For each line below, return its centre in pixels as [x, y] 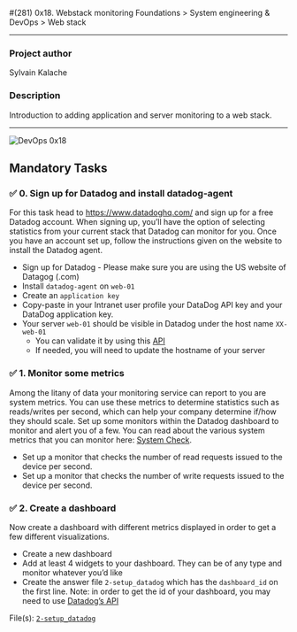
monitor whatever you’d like [72, 572]
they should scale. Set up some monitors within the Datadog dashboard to [144, 420]
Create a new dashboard [67, 553]
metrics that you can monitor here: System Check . [101, 439]
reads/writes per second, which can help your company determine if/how [143, 412]
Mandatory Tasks [58, 168]
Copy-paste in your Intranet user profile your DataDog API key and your [152, 305]
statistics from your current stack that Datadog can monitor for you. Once [143, 231]
